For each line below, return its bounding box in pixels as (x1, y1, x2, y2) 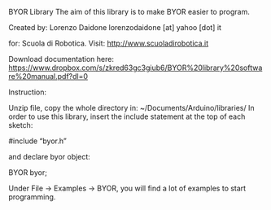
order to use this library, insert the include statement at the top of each (8, 112, 246, 121)
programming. (8, 192, 56, 202)
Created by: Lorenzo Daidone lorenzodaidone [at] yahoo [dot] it (8, 23, 222, 32)
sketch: (8, 120, 33, 129)
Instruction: (8, 87, 47, 97)
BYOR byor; (8, 168, 47, 177)
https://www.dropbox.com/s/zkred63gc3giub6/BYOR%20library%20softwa (8, 63, 263, 72)
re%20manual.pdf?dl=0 (8, 72, 88, 81)
